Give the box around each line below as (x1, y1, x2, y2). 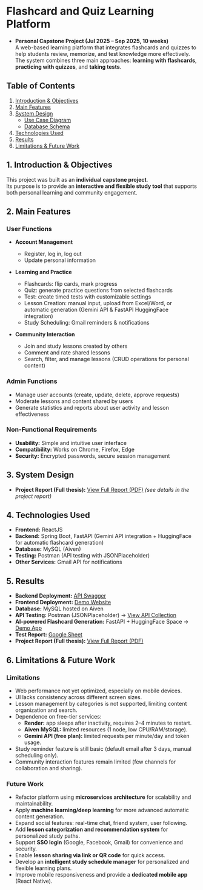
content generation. (15, 813, 65, 820)
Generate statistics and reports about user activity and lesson (15, 404, 170, 411)
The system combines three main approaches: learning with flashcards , (15, 57, 197, 64)
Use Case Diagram (24, 116, 72, 123)
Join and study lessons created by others (24, 342, 128, 350)
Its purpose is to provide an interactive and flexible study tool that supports (6, 182, 197, 190)
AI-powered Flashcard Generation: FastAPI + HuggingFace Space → (15, 618, 189, 626)
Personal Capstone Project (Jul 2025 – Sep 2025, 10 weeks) (15, 37, 168, 44)
